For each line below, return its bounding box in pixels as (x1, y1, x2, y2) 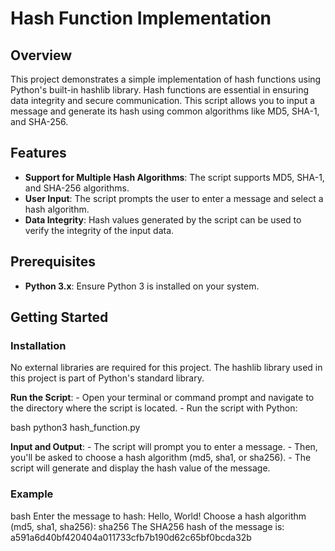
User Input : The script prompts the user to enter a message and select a (24, 192, 324, 204)
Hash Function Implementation (10, 7, 272, 30)
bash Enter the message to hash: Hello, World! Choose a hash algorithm (10, 510, 307, 522)
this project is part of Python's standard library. (10, 372, 205, 384)
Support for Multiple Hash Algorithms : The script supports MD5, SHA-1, (24, 171, 325, 183)
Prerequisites (10, 253, 96, 271)
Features (10, 145, 67, 162)
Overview (10, 47, 73, 64)
